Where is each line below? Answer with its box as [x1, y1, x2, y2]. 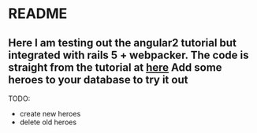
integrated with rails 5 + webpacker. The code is [8, 48, 249, 61]
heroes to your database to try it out [8, 72, 188, 87]
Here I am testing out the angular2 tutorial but [8, 36, 237, 50]
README [8, 5, 68, 23]
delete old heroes [19, 117, 77, 127]
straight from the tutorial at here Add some [8, 61, 222, 74]
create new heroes [19, 109, 81, 118]
